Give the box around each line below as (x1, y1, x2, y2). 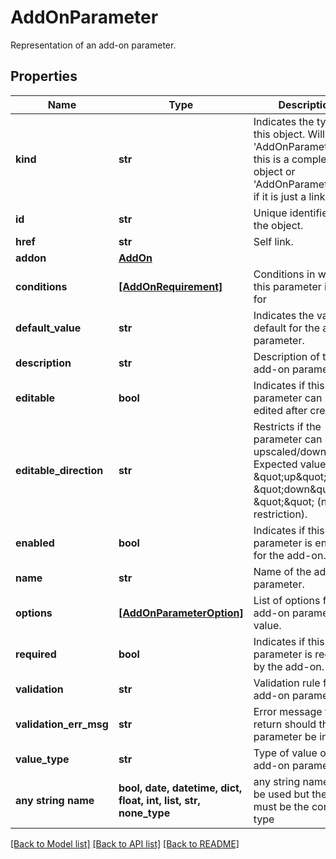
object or (253, 164, 296, 178)
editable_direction (15, 463, 104, 477)
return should (253, 717, 317, 731)
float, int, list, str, (118, 793, 201, 807)
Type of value (253, 746, 318, 760)
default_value (15, 321, 82, 335)
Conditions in (253, 267, 316, 281)
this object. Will (253, 127, 325, 141)
